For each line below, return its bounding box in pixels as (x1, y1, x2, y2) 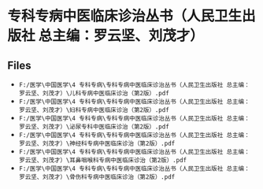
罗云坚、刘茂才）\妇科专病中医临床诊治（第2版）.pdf (18, 106, 170, 114)
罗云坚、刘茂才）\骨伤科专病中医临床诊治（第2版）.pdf (18, 173, 176, 181)
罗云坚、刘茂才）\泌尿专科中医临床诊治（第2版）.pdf (18, 123, 170, 131)
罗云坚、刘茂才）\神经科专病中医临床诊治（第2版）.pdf (18, 139, 176, 147)
